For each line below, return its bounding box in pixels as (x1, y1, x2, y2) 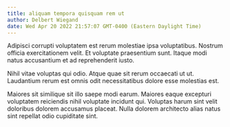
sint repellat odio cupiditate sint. (7, 112, 98, 120)
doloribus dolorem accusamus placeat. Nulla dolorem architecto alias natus (7, 104, 221, 113)
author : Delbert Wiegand (7, 16, 79, 23)
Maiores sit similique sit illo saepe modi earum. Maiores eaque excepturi (7, 90, 212, 98)
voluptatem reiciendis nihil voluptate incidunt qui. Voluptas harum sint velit (7, 97, 218, 106)
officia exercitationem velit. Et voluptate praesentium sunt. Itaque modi (7, 49, 208, 57)
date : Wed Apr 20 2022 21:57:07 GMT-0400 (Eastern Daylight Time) (7, 23, 202, 30)
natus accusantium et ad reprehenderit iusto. (7, 56, 135, 65)
